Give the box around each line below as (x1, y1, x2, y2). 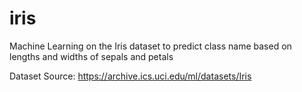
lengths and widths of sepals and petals (9, 50, 174, 62)
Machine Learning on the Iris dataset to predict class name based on (9, 40, 292, 52)
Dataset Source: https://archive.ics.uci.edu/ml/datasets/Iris (9, 70, 252, 82)
